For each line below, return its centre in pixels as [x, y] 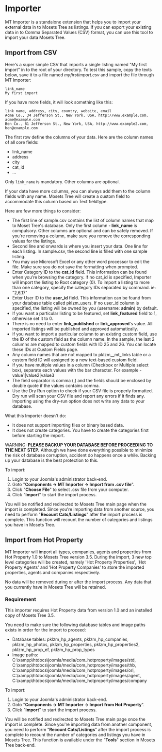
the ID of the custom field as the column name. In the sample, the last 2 [83, 339]
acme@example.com [23, 120]
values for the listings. [34, 241]
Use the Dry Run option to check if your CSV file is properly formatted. [82, 391]
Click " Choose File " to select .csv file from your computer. [70, 490]
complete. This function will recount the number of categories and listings [79, 519]
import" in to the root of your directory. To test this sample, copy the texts [78, 70]
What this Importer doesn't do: [36, 416]
